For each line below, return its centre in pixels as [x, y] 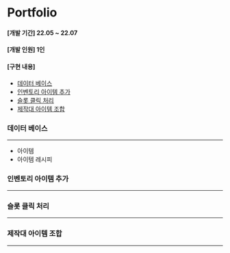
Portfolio [32, 13]
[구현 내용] [21, 66]
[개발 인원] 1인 [26, 50]
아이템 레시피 [35, 159]
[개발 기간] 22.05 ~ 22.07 [42, 33]
